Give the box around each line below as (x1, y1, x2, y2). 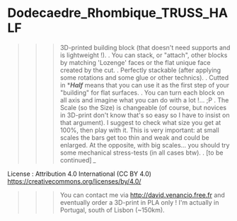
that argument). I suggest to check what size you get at (59, 118, 221, 126)
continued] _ (59, 155, 97, 164)
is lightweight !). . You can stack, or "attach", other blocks (59, 51, 228, 59)
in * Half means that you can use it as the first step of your (59, 80, 230, 89)
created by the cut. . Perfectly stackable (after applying (59, 66, 221, 74)
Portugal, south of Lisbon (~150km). (59, 205, 165, 214)
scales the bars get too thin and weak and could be (59, 133, 210, 142)
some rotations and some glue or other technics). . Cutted (59, 73, 229, 82)
